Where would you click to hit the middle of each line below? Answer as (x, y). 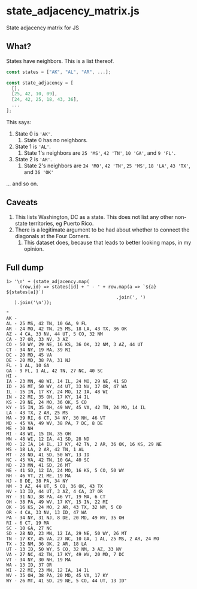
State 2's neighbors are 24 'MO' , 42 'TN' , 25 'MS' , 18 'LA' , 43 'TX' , (107, 166)
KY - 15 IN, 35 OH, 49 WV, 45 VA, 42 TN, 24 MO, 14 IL (76, 407)
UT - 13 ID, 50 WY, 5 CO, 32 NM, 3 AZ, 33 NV (64, 549)
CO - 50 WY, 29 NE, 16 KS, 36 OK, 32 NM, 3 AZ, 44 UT (75, 344)
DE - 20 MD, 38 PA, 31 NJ (38, 360)
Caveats (22, 202)
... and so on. (22, 184)
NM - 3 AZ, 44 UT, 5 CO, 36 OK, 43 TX (54, 486)
